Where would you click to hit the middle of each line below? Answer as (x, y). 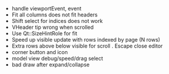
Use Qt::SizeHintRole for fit (44, 33)
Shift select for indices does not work (57, 21)
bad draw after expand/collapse (51, 65)
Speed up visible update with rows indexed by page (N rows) (86, 40)
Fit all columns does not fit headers (55, 15)
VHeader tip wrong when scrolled (53, 27)
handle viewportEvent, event (46, 9)
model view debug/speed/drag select (57, 58)
